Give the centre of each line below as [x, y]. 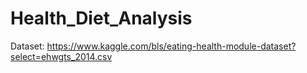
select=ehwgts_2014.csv [61, 56]
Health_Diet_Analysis [101, 18]
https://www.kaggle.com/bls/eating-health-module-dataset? [171, 46]
